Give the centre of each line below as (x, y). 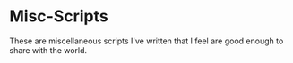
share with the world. (48, 50)
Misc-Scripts (59, 16)
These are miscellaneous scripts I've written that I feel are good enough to (146, 41)
